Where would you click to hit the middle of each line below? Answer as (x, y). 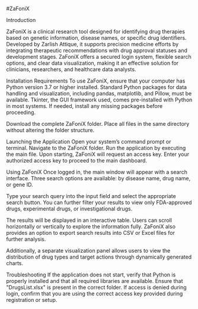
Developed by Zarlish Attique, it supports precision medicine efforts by (92, 44)
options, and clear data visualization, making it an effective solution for (92, 63)
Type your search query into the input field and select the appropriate (91, 196)
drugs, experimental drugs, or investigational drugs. (69, 209)
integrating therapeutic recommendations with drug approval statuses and (97, 50)
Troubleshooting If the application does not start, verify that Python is (91, 275)
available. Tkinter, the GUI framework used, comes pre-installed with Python (99, 100)
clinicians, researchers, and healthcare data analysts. (71, 69)
